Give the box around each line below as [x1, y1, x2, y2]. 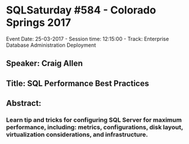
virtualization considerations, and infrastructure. [6, 131, 148, 139]
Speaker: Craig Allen [6, 59, 83, 68]
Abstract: [6, 98, 42, 108]
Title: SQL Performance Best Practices [6, 78, 149, 88]
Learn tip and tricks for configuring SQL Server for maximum [6, 116, 182, 124]
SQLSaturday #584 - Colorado [6, 4, 156, 17]
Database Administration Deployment [6, 42, 97, 49]
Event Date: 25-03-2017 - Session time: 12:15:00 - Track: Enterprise [6, 35, 169, 42]
